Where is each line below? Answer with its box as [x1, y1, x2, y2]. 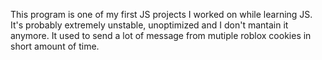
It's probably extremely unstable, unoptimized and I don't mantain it [10, 19, 289, 31]
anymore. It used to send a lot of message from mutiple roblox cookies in [10, 30, 312, 41]
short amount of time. [10, 40, 100, 52]
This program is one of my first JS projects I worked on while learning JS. [10, 9, 313, 20]
